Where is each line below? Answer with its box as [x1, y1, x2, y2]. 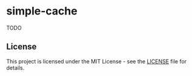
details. [6, 64, 25, 71]
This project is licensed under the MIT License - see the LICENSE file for [6, 57, 187, 65]
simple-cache [6, 4, 78, 18]
